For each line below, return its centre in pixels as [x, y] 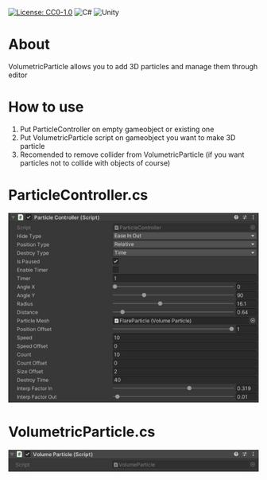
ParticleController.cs [78, 195]
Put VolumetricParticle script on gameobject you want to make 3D [128, 137]
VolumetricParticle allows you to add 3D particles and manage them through [133, 66]
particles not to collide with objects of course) [95, 162]
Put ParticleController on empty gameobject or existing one [117, 129]
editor [18, 75]
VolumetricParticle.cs [82, 432]
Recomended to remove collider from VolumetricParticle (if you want [132, 154]
